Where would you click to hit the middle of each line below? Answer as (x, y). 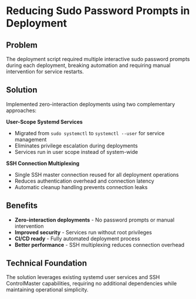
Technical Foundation (47, 263)
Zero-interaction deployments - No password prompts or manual (94, 220)
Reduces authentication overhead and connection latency (84, 181)
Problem (22, 45)
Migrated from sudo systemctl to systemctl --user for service (89, 133)
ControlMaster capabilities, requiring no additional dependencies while (92, 284)
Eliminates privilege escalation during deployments (76, 146)
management (31, 139)
